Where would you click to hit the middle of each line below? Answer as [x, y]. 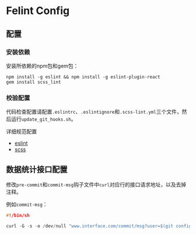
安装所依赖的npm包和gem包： [42, 66]
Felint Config [38, 11]
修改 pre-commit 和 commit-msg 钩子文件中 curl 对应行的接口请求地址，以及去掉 [96, 184]
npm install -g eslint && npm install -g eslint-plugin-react [83, 77]
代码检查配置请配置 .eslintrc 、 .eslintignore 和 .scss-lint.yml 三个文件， [94, 112]
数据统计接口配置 [37, 169]
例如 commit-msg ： [27, 204]
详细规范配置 [21, 132]
